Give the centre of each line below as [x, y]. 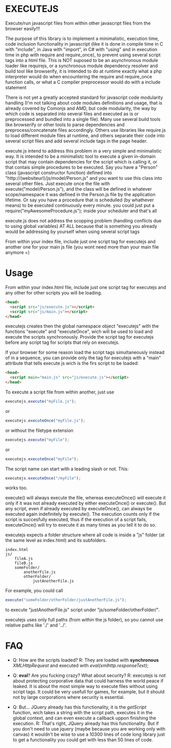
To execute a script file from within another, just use [60, 392]
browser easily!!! [23, 28]
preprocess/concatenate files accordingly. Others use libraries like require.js [86, 130]
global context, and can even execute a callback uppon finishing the [84, 718]
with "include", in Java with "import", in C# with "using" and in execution [81, 49]
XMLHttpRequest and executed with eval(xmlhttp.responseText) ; [81, 666]
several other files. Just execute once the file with [58, 183]
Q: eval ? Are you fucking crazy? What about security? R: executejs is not [89, 676]
